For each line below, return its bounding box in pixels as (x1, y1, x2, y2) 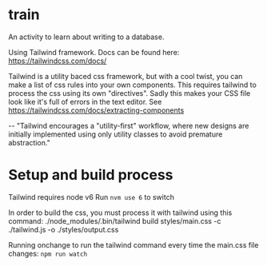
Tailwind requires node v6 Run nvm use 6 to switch (8, 192, 174, 201)
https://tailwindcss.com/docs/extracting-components (8, 105, 185, 115)
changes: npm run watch (8, 248, 88, 258)
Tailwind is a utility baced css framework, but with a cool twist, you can (8, 71, 243, 81)
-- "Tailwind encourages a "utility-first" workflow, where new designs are (8, 121, 249, 130)
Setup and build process (8, 166, 173, 185)
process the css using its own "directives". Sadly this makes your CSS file (8, 88, 251, 97)
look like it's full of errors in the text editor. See (8, 97, 162, 106)
